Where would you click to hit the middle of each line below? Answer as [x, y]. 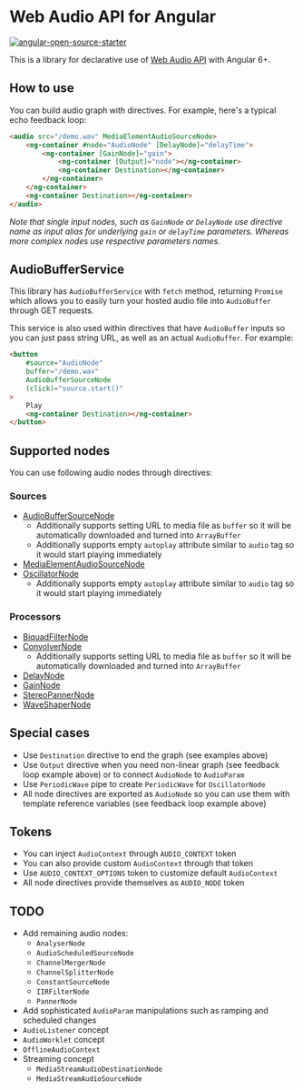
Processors [35, 617]
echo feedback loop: [48, 119]
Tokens [31, 831]
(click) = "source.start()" [75, 389]
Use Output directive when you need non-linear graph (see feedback [151, 764]
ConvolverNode [52, 646]
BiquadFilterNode [55, 636]
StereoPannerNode [59, 694]
